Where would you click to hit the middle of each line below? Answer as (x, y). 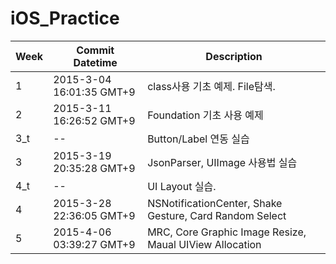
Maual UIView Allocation (204, 244)
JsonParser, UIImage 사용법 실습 (222, 162)
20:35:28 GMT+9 (94, 168)
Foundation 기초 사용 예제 (205, 115)
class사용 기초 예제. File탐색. (211, 86)
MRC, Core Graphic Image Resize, (227, 232)
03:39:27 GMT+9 (94, 244)
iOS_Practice (65, 18)
